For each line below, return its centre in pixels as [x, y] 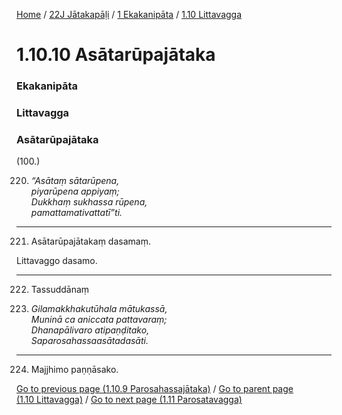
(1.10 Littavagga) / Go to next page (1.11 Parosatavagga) [129, 400]
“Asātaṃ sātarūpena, [75, 181]
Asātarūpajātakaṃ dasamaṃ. [90, 241]
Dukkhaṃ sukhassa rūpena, [89, 202]
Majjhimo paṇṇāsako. [74, 370]
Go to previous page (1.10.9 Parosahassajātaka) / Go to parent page [155, 389]
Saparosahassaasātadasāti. [89, 341]
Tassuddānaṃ [60, 290]
